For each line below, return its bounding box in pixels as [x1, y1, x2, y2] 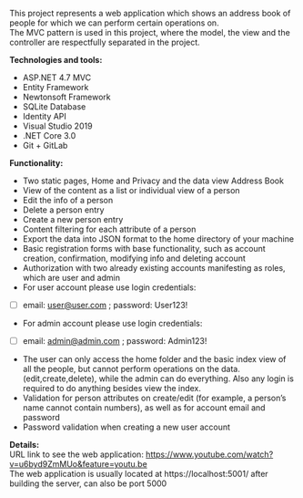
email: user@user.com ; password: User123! [22, 300, 188, 310]
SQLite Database [22, 101, 86, 112]
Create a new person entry [22, 214, 124, 224]
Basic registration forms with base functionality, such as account [22, 244, 266, 254]
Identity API [22, 111, 66, 121]
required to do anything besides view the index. [22, 383, 202, 394]
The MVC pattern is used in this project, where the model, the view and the [9, 27, 291, 37]
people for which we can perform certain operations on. [9, 17, 220, 28]
